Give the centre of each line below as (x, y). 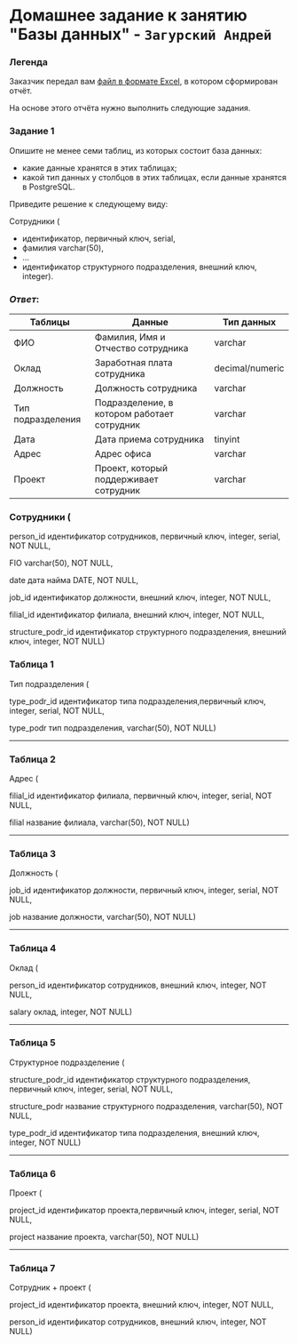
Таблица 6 (32, 1173)
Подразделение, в (134, 403)
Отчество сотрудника (141, 348)
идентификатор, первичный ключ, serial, (98, 238)
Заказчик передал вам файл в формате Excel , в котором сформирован (143, 82)
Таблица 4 (33, 948)
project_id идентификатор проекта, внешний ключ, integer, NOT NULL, (141, 1305)
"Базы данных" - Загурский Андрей (141, 34)
